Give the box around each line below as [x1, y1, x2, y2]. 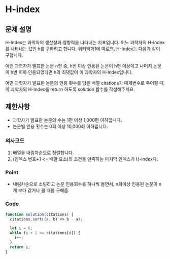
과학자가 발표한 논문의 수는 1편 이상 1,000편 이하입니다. [12, 117, 122, 123]
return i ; [10, 244, 30, 249]
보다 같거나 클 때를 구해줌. [18, 188, 70, 194]
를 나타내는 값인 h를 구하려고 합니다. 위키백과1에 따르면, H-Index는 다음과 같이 [5, 46, 160, 52]
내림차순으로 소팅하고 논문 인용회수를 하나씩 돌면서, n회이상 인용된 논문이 [12, 181, 158, 187]
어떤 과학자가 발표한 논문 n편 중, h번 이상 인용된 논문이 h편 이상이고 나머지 [5, 63, 152, 69]
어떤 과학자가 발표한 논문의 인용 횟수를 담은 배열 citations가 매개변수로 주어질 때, [5, 80, 165, 86]
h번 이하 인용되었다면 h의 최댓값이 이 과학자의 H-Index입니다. [10, 69, 133, 75]
